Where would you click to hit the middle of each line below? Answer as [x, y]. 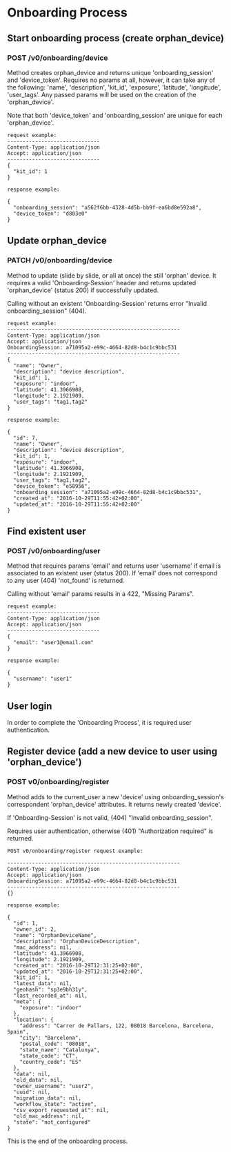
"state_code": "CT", [49, 1056]
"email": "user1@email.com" [54, 643]
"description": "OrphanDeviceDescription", [77, 941]
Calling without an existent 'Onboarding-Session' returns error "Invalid [107, 303]
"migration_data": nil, [47, 1098]
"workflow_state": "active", [55, 1104]
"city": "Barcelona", [50, 1038]
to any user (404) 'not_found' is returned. [66, 581]
